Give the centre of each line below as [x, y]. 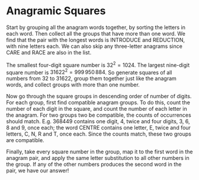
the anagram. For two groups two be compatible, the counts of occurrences [99, 115]
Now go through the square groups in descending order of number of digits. [99, 97]
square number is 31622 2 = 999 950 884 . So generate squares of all [89, 72]
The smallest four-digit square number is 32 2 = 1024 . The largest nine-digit [98, 65]
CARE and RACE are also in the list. [49, 52]
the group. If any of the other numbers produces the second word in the [94, 165]
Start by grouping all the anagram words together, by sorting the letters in [96, 27]
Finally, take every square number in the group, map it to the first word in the [99, 152]
